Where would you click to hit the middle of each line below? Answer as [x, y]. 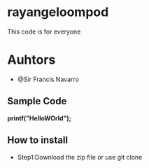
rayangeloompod [58, 12]
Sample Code [37, 101]
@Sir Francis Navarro [48, 79]
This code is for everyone [44, 31]
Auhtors [31, 60]
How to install [38, 140]
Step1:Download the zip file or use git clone [80, 157]
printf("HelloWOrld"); [39, 118]
